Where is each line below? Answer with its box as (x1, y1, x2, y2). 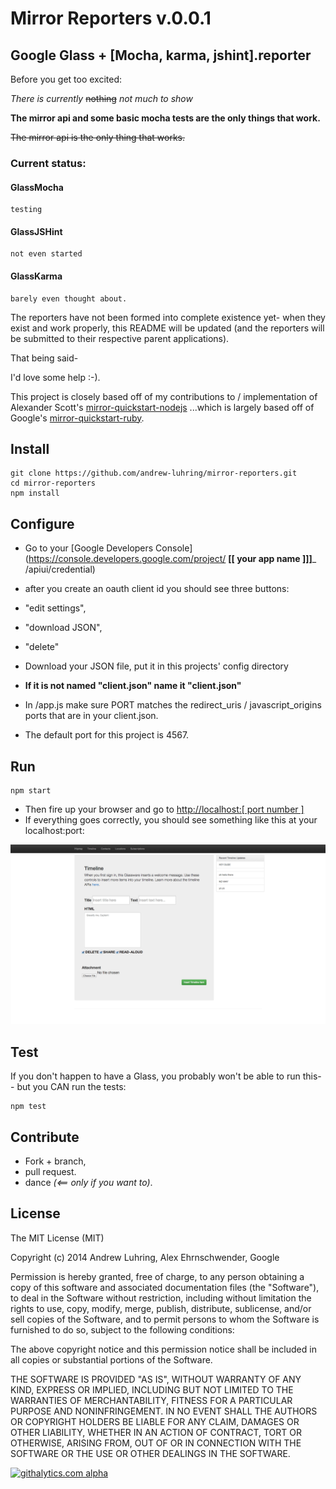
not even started (10, 249, 83, 259)
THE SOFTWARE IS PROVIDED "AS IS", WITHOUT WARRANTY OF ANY (10, 1373, 302, 1385)
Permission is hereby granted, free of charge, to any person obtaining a (10, 1270, 305, 1282)
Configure (10, 515, 75, 532)
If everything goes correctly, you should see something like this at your (24, 813, 318, 826)
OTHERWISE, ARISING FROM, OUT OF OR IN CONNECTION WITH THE (10, 1437, 302, 1449)
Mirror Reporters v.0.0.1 (10, 7, 212, 30)
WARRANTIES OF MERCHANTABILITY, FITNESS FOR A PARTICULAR (10, 1394, 293, 1406)
